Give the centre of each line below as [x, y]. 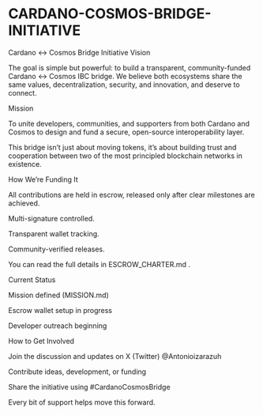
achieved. [24, 203]
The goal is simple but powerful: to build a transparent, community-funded [130, 67]
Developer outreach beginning [58, 326]
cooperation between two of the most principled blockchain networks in [125, 156]
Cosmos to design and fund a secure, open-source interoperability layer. [126, 132]
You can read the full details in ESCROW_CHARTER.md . [100, 264]
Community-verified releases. [56, 249]
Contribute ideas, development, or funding [77, 372]
